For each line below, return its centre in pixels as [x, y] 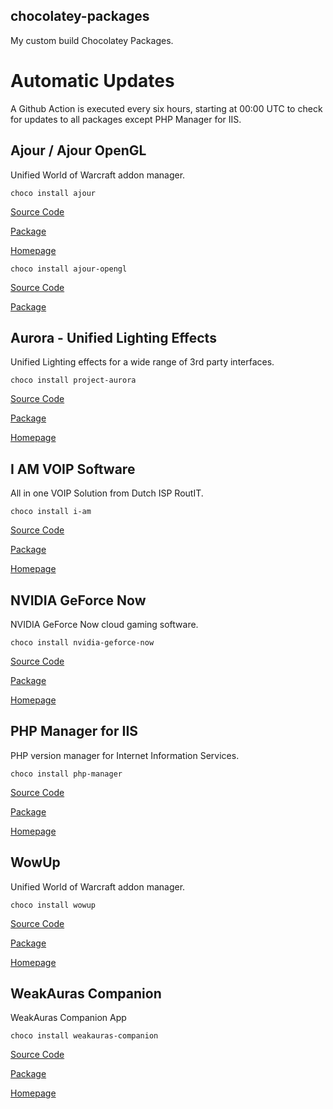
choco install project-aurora [73, 380]
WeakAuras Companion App [68, 1018]
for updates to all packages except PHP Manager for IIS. [126, 119]
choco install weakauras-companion [84, 1036]
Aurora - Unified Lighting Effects [113, 337]
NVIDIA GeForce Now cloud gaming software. [104, 624]
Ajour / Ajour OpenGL [78, 150]
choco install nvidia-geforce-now [82, 643]
